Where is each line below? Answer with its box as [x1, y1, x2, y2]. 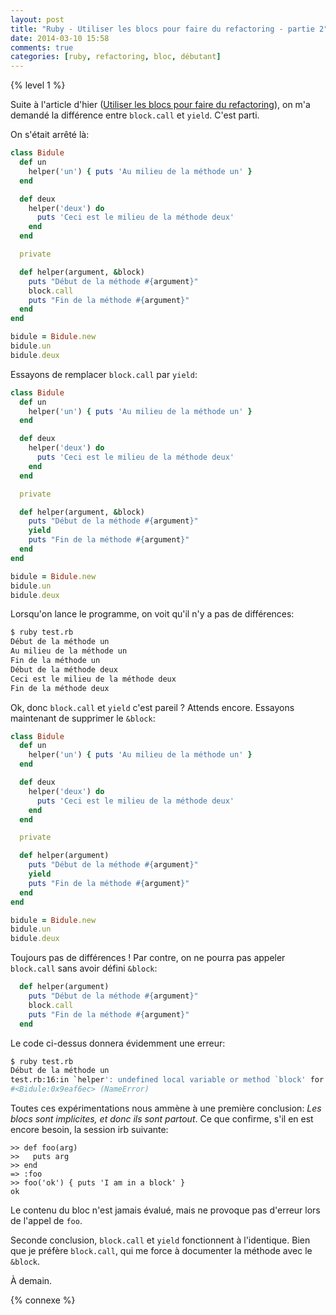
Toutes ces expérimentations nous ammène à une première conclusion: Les [10, 1102, 322, 1114]
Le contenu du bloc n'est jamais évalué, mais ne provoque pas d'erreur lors [10, 1204, 321, 1216]
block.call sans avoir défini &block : [10, 962, 158, 975]
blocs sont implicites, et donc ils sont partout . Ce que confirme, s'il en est [10, 1113, 314, 1125]
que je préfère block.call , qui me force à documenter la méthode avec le [10, 1245, 313, 1256]
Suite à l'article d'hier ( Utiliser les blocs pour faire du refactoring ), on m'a [10, 99, 311, 111]
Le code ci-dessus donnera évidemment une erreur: [10, 1037, 226, 1049]
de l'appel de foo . [10, 1215, 83, 1226]
